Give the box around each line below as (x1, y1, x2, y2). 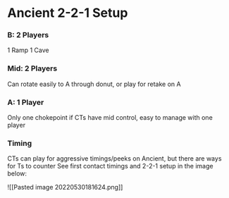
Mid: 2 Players (7, 63, 58, 73)
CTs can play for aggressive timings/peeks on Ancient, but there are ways (7, 154, 222, 163)
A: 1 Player (7, 97, 44, 107)
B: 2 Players (7, 30, 49, 40)
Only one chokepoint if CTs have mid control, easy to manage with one (7, 113, 213, 122)
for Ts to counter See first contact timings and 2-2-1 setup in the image (7, 162, 213, 171)
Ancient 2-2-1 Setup (7, 5, 128, 21)
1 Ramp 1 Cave (7, 46, 49, 54)
